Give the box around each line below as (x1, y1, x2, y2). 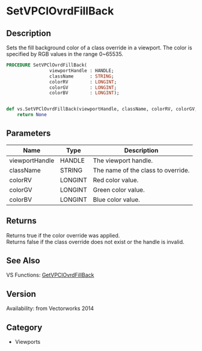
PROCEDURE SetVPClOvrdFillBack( (6, 62, 87, 68)
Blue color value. (93, 195, 140, 204)
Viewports (14, 338, 41, 346)
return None (17, 112, 47, 118)
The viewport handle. (93, 156, 153, 165)
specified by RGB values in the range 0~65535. (6, 50, 123, 58)
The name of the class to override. (93, 166, 190, 174)
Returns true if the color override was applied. (6, 231, 120, 239)
